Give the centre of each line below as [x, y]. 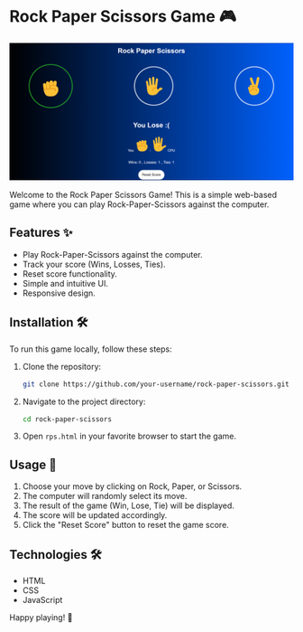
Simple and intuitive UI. [65, 283]
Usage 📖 [33, 464]
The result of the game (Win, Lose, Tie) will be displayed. [128, 505]
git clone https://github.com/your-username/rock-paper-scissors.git [156, 384]
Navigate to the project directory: [84, 401]
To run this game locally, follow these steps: [91, 349]
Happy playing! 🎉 [41, 618]
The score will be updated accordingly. [95, 515]
